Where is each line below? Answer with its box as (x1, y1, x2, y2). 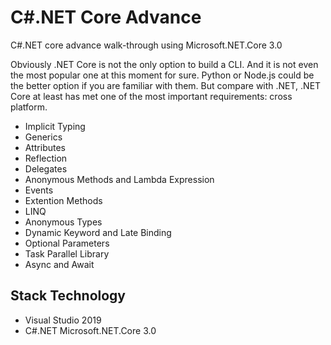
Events (24, 184, 54, 196)
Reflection (24, 152, 68, 164)
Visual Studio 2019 (24, 314, 102, 326)
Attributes (24, 141, 66, 153)
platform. (10, 101, 48, 113)
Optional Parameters (24, 237, 110, 249)
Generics (24, 131, 63, 143)
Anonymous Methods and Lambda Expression (24, 173, 215, 185)
